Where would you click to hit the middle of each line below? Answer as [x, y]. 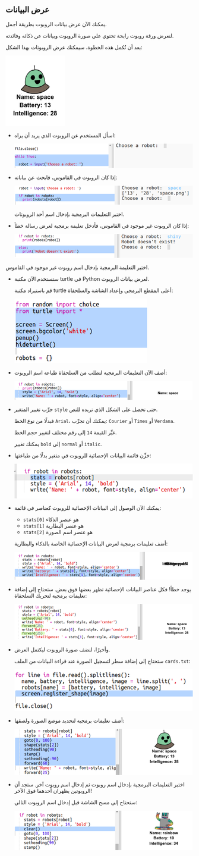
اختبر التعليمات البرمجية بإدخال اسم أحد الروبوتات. [69, 214]
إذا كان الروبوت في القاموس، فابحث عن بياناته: [66, 177]
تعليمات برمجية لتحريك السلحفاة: [50, 596]
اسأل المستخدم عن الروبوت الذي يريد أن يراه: [65, 135]
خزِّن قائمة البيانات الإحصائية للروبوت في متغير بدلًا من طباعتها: [83, 455]
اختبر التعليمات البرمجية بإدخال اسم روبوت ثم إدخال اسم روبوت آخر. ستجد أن [99, 785]
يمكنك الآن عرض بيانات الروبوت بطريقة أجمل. [56, 24]
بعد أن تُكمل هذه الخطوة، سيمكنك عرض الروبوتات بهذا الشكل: [74, 47]
